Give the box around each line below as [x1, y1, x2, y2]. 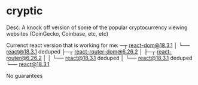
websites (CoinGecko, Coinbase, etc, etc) [6, 30, 109, 37]
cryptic [6, 4, 43, 18]
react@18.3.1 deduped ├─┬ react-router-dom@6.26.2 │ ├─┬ [6, 48, 156, 55]
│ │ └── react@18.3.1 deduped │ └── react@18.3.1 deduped [42, 54, 193, 61]
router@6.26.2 [6, 54, 42, 61]
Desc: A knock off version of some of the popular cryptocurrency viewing [6, 24, 188, 31]
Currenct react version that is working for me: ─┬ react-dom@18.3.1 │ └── [6, 42, 190, 49]
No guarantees [6, 72, 43, 79]
